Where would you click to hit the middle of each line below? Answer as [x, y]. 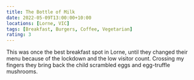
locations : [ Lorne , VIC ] [38, 23]
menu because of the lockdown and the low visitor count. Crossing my [95, 59]
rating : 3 [19, 35]
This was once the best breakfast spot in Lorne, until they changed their [97, 52]
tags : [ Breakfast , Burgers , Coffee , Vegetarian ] [69, 29]
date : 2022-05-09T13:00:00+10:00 [49, 18]
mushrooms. [22, 71]
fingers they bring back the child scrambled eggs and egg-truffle [88, 65]
